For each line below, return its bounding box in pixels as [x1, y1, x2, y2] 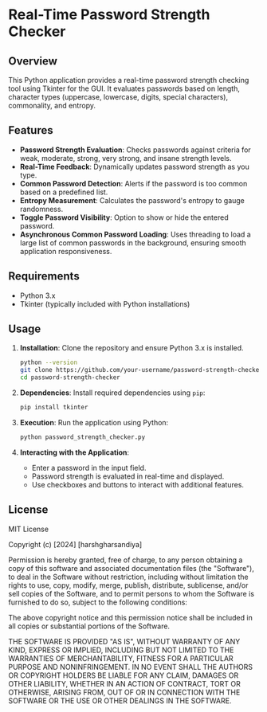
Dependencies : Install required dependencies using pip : [19, 388, 206, 397]
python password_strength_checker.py [19, 432, 146, 441]
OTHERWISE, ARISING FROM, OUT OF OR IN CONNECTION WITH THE [8, 687, 241, 697]
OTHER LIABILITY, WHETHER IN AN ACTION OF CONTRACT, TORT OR [8, 679, 241, 688]
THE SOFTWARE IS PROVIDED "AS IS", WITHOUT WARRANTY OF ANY [8, 636, 241, 646]
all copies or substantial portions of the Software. [8, 621, 170, 631]
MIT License [8, 524, 49, 534]
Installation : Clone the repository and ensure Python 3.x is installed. [19, 343, 245, 353]
